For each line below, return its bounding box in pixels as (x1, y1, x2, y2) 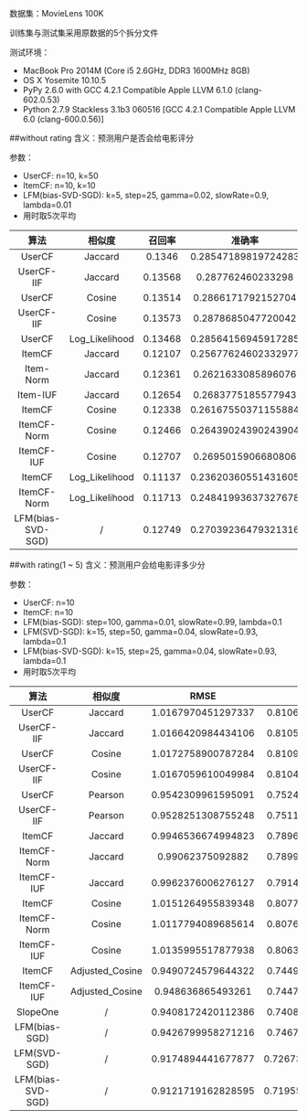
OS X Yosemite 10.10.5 (22, 75, 107, 85)
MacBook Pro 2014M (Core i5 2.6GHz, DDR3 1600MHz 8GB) (22, 65, 250, 76)
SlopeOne (16, 1006, 59, 1018)
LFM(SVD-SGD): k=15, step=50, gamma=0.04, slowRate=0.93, (22, 626, 259, 637)
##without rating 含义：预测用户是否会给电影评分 (9, 133, 195, 144)
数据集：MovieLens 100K (9, 8, 104, 18)
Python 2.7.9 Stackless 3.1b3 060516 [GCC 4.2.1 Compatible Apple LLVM (22, 104, 296, 114)
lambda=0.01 (22, 199, 72, 210)
